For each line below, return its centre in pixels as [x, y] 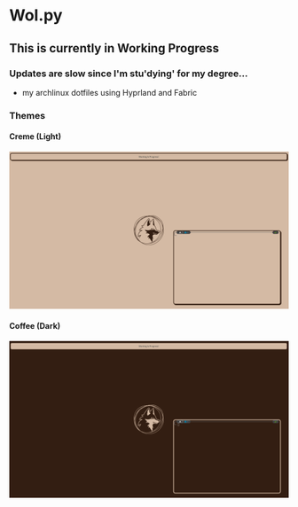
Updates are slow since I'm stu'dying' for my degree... [129, 74]
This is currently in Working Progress [114, 48]
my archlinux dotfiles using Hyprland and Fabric [110, 92]
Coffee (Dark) [35, 326]
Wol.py [36, 16]
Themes [27, 115]
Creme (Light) [35, 136]
